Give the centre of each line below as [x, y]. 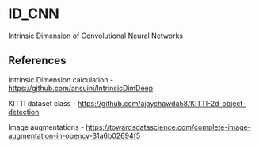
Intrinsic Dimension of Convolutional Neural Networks [96, 36]
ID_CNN [34, 14]
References [37, 61]
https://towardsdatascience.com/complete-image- [168, 127]
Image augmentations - [46, 127]
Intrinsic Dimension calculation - [61, 79]
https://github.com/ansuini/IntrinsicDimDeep [81, 88]
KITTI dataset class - [42, 103]
